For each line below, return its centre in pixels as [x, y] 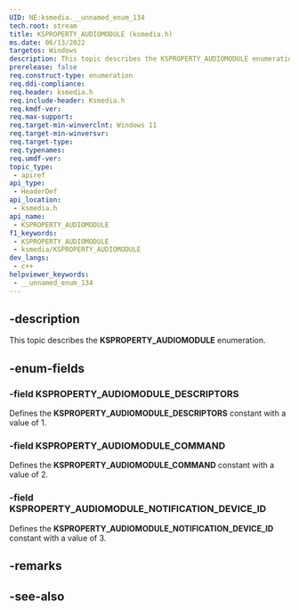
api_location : [36, 200]
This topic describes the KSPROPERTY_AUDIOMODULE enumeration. [137, 341]
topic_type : [31, 167]
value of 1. [28, 423]
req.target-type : [41, 142]
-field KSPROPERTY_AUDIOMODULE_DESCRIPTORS [124, 393]
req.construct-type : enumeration [71, 76]
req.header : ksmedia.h [51, 92]
